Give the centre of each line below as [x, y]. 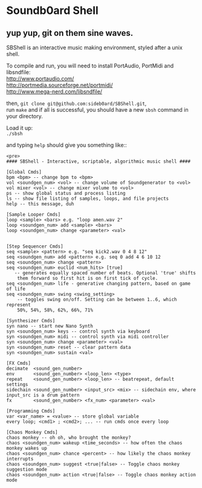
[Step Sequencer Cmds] [35, 246]
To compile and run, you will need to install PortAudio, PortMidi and [90, 66]
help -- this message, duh [40, 204]
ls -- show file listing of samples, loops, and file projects [88, 198]
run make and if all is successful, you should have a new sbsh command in [97, 110]
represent [19, 305]
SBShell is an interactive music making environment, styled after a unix [94, 47]
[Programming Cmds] [31, 411]
